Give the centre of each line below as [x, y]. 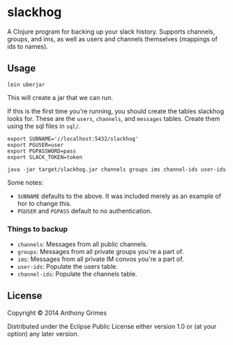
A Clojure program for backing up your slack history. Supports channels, [111, 31]
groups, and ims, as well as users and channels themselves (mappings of [112, 38]
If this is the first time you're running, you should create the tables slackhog [116, 111]
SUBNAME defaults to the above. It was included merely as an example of [119, 196]
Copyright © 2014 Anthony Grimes [57, 313]
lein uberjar [26, 85]
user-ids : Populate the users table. [68, 267]
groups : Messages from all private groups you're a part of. [100, 252]
